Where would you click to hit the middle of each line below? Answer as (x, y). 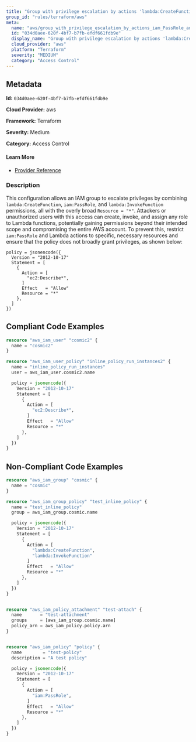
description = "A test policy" (49, 658)
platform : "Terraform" (39, 50)
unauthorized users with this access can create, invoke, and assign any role (97, 217)
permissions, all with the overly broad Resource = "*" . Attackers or (86, 210)
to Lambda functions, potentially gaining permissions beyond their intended (97, 223)
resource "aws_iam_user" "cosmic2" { (52, 340)
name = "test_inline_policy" (47, 507)
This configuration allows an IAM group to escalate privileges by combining (97, 198)
